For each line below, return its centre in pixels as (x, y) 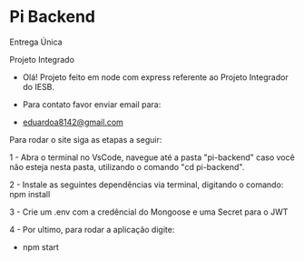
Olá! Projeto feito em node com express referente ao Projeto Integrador (155, 77)
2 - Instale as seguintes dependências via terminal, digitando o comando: (147, 185)
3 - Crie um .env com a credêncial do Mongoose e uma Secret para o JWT (149, 212)
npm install (30, 194)
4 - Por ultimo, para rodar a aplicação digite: (92, 229)
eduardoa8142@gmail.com (73, 122)
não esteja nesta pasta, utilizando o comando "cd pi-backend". (127, 166)
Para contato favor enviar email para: (92, 104)
